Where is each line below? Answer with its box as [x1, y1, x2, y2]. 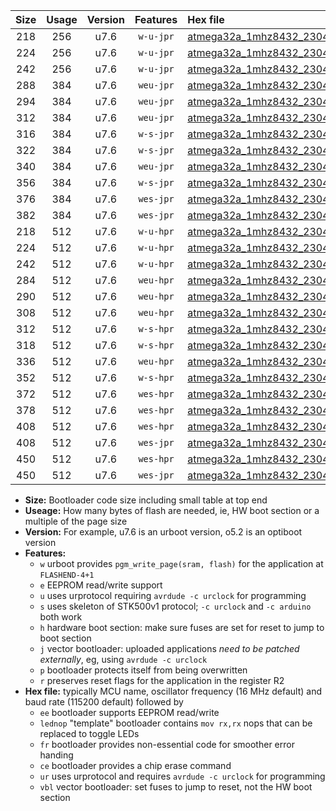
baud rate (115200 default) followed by [24, 696, 184, 708]
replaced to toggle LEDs [39, 728, 140, 739]
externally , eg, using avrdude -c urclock [39, 654, 208, 665]
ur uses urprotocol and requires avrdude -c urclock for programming [39, 770, 326, 782]
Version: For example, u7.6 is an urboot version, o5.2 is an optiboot [24, 526, 303, 538]
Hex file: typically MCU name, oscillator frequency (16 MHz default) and [24, 685, 323, 697]
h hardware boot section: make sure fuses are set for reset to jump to [39, 622, 325, 633]
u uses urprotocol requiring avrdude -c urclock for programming [39, 590, 307, 601]
